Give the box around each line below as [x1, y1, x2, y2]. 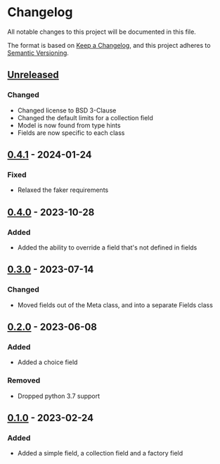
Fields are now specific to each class [17, 128, 125, 137]
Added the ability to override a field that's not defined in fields [17, 243, 198, 252]
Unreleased [7, 69, 60, 81]
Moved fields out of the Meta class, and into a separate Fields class [17, 300, 213, 309]
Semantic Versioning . [7, 49, 69, 57]
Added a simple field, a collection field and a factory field [17, 449, 183, 458]
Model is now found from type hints [17, 121, 121, 129]
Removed [7, 375, 41, 385]
